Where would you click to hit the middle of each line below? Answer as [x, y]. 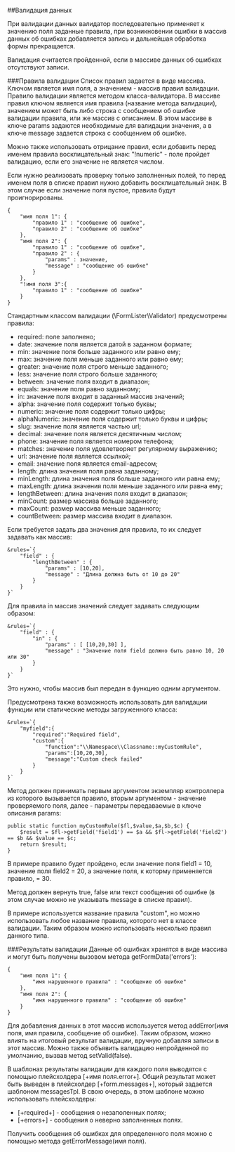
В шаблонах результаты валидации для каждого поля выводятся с [107, 1069]
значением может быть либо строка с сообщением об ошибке [102, 111]
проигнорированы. [36, 197]
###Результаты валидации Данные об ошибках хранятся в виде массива [117, 949]
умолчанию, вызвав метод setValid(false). [70, 1055]
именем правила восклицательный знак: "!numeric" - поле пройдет [109, 154]
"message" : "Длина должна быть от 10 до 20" [112, 575]
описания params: [34, 813]
